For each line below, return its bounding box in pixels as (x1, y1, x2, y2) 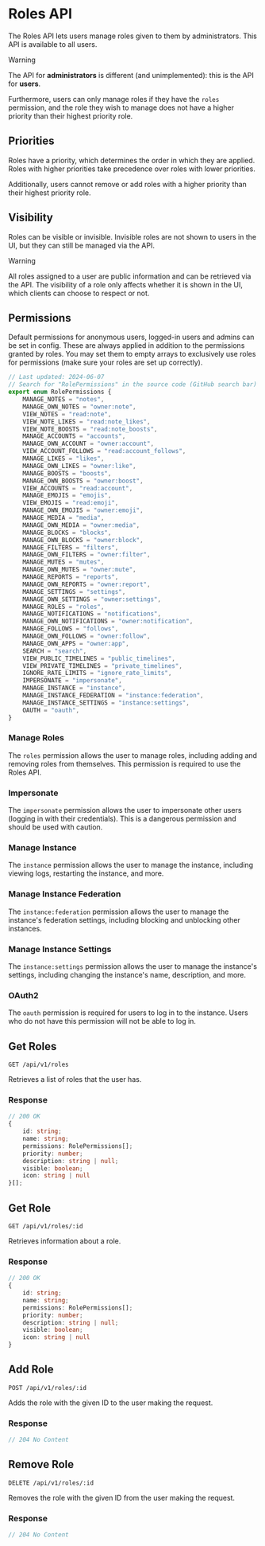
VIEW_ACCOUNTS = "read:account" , (22, 484, 133, 492)
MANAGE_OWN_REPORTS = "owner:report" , (22, 580, 151, 588)
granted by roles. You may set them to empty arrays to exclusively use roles (8, 349, 256, 359)
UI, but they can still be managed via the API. (8, 240, 155, 250)
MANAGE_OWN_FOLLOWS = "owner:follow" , (22, 632, 151, 640)
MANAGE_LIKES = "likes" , (22, 455, 105, 463)
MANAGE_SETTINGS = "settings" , (22, 588, 126, 595)
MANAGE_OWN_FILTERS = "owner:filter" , (22, 551, 151, 559)
